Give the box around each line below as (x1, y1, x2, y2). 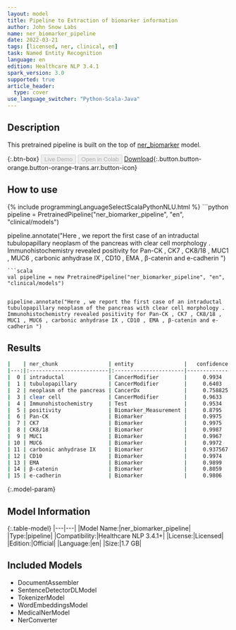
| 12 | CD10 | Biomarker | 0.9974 (7, 452, 222, 459)
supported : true (7, 75, 55, 83)
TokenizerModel (17, 593, 65, 602)
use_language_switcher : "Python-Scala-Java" (7, 96, 140, 103)
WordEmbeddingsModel (17, 600, 88, 609)
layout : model (7, 10, 49, 18)
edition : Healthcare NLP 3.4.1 (7, 63, 99, 70)
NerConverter (17, 615, 58, 624)
